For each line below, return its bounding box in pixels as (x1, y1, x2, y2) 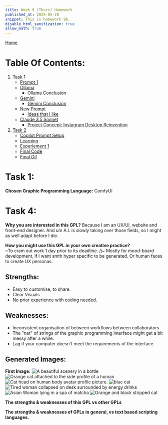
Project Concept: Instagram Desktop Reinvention (27, 122, 128, 128)
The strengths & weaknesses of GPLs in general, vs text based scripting (5, 409, 158, 415)
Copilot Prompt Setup (19, 132, 64, 138)
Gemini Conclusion (27, 101, 66, 107)
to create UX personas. (5, 258, 53, 264)
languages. (5, 414, 29, 420)
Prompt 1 (19, 79, 38, 85)
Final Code (19, 148, 42, 154)
